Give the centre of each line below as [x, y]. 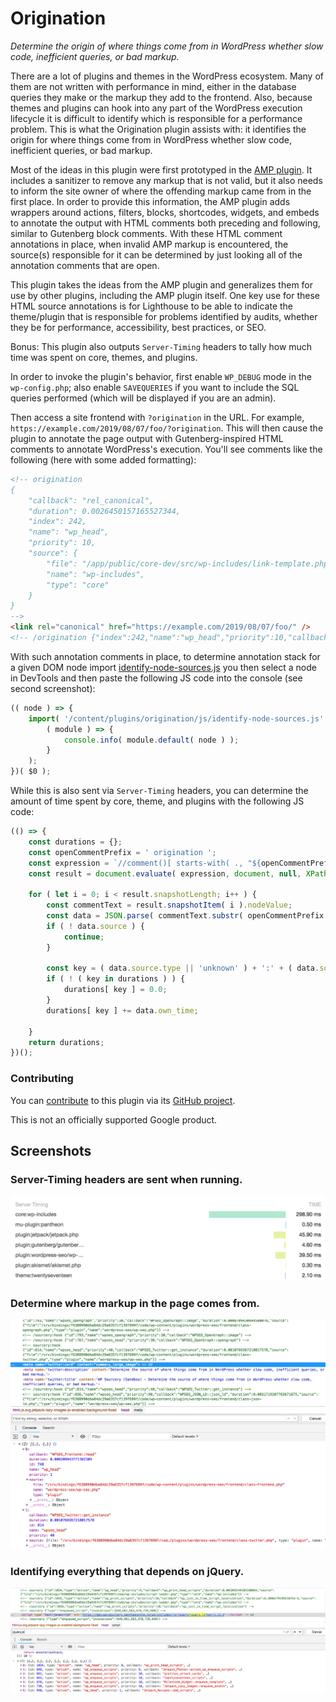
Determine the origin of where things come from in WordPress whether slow [167, 46]
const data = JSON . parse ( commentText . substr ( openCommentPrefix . [187, 916]
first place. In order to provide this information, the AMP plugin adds [150, 201]
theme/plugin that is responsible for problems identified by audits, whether [164, 316]
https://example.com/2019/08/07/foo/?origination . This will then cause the [167, 428]
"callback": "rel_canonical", [91, 500]
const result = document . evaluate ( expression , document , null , [165, 873]
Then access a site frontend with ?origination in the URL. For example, [157, 417]
